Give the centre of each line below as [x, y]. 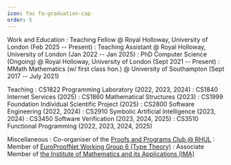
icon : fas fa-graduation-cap [49, 13]
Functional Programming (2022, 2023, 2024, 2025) [80, 126]
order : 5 [20, 20]
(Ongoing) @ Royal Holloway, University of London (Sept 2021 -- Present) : [113, 61]
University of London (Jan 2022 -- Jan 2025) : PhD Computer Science [107, 54]
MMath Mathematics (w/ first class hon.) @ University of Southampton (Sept [116, 69]
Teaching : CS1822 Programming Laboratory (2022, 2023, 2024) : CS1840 [113, 89]
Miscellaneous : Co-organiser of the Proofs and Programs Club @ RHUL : [111, 139]
